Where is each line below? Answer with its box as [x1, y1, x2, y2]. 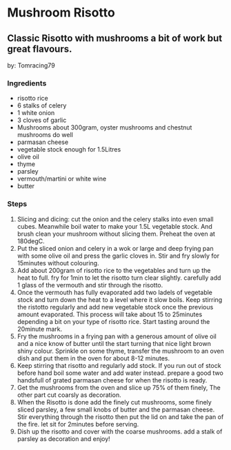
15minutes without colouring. [17, 258, 99, 267]
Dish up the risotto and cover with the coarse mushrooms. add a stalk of [17, 427, 223, 436]
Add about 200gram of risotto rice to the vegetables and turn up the [17, 266, 211, 274]
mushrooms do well [17, 131, 74, 139]
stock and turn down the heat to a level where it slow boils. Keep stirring [17, 295, 223, 304]
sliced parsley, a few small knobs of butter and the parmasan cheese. [17, 405, 215, 413]
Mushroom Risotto [7, 5, 115, 21]
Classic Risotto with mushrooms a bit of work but [7, 32, 223, 44]
